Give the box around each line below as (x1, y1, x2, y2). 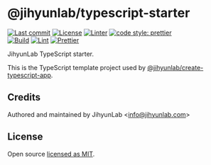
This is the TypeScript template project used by (7, 63, 146, 72)
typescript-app (7, 71, 51, 79)
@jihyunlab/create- (147, 63, 204, 72)
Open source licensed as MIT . (7, 149, 95, 158)
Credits (7, 91, 41, 103)
